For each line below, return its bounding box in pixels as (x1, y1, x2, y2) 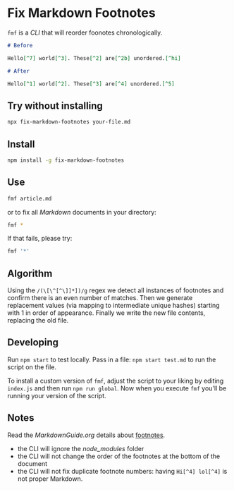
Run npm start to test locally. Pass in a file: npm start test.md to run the (7, 355, 216, 364)
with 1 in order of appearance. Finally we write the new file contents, (7, 309, 206, 317)
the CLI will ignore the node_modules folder (17, 444, 144, 453)
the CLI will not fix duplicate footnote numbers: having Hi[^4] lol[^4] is (17, 467, 228, 475)
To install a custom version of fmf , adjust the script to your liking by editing (7, 376, 224, 385)
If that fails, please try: (7, 234, 73, 243)
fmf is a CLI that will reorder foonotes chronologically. (7, 28, 163, 37)
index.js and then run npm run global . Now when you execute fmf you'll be (7, 383, 227, 393)
